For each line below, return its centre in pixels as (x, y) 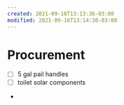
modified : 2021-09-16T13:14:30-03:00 (62, 20)
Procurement (46, 55)
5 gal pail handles (43, 74)
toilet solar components (51, 82)
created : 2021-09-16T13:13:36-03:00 (61, 14)
